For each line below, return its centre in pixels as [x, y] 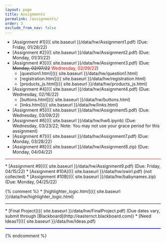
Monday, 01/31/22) [31, 58]
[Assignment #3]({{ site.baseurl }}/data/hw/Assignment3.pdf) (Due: [81, 63]
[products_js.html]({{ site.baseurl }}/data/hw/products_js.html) [83, 84]
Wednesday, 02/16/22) [35, 95]
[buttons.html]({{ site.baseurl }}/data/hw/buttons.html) [75, 100]
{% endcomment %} [26, 236]
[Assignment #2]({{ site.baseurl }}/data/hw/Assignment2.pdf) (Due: [81, 53]
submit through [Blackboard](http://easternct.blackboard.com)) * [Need [78, 216]
